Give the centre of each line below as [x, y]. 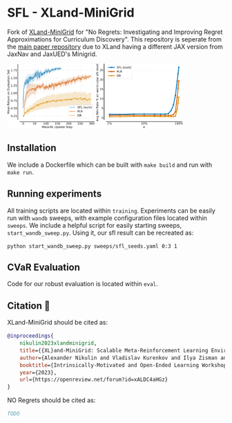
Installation [32, 148]
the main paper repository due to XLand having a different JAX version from [115, 46]
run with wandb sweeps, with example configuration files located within [107, 218]
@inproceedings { [30, 336]
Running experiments [55, 194]
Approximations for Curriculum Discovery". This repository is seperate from [115, 39]
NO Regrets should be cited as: [51, 400]
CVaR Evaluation [44, 267]
